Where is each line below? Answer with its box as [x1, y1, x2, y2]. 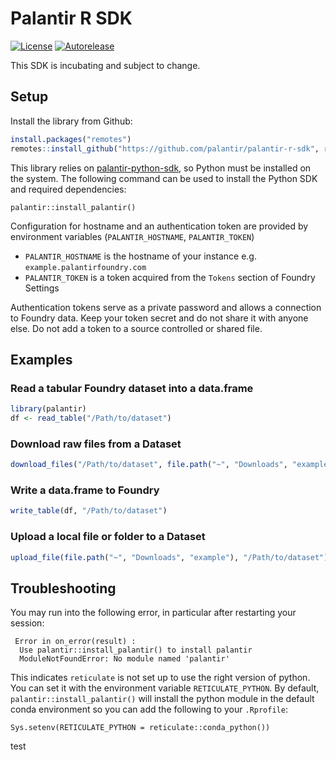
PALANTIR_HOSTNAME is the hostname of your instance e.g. [24, 250, 257, 262]
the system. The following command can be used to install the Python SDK [10, 172, 318, 184]
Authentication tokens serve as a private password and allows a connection [10, 301, 322, 313]
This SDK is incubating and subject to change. [10, 59, 201, 71]
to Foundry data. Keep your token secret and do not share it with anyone [10, 312, 309, 324]
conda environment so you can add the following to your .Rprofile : [10, 703, 288, 716]
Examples [10, 351, 73, 368]
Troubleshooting [10, 580, 117, 597]
